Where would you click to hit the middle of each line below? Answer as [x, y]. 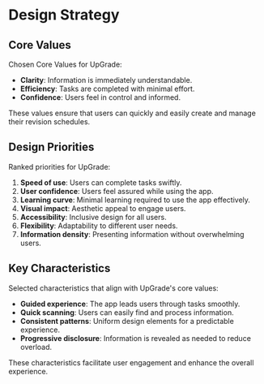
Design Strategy [64, 15]
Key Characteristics [60, 268]
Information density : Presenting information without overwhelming [132, 234]
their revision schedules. [49, 122]
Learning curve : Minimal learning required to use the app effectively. [135, 200]
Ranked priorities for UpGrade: [60, 166]
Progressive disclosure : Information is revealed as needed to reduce [135, 338]
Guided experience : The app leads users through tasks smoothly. [130, 304]
